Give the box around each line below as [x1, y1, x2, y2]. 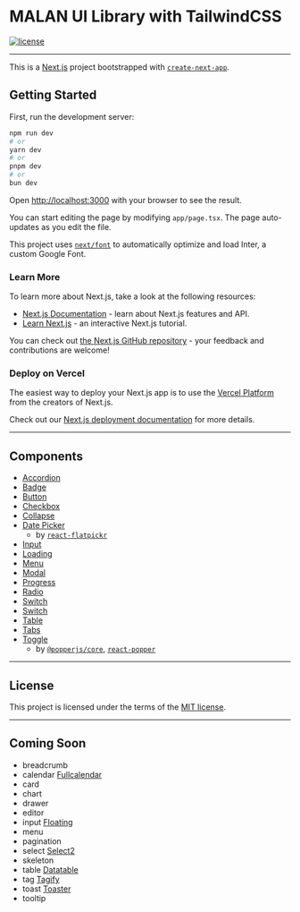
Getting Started [9, 88, 97, 103]
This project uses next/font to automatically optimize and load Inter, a [9, 239, 267, 250]
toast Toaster [21, 883, 71, 894]
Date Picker [21, 520, 65, 531]
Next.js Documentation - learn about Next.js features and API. [21, 309, 250, 320]
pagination [21, 835, 62, 847]
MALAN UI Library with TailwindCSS [9, 6, 283, 27]
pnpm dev [9, 162, 42, 171]
